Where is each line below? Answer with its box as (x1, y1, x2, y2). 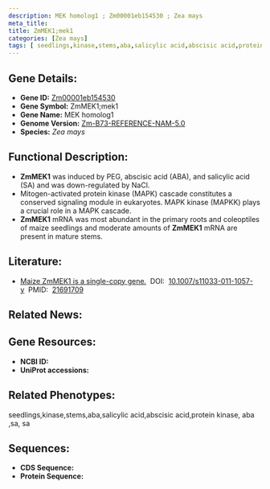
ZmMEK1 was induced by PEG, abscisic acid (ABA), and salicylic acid (19, 171, 251, 181)
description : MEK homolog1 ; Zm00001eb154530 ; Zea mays (8, 11, 203, 20)
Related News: (8, 307, 83, 322)
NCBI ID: (19, 356, 50, 366)
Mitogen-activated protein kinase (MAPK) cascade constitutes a (19, 188, 233, 198)
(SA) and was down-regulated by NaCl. (19, 180, 150, 190)
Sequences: (8, 442, 70, 455)
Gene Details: (8, 72, 78, 85)
